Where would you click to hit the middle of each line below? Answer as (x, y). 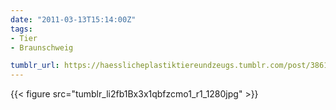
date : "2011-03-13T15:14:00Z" (73, 19)
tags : (21, 29)
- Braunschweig (42, 47)
